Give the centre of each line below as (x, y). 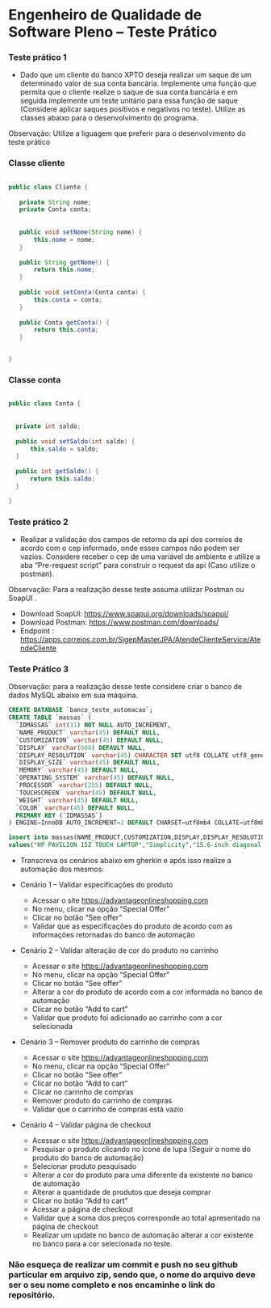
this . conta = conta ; (68, 300)
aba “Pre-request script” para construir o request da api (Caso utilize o (138, 565)
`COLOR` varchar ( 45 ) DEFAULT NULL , (75, 808)
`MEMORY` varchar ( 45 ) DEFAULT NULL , (77, 770)
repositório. (32, 1294)
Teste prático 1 (38, 57)
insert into (28, 838)
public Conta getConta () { (65, 322)
